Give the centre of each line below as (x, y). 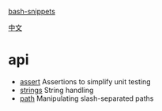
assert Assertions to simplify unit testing (85, 81)
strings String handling (57, 90)
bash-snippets (32, 11)
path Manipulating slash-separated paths (87, 98)
